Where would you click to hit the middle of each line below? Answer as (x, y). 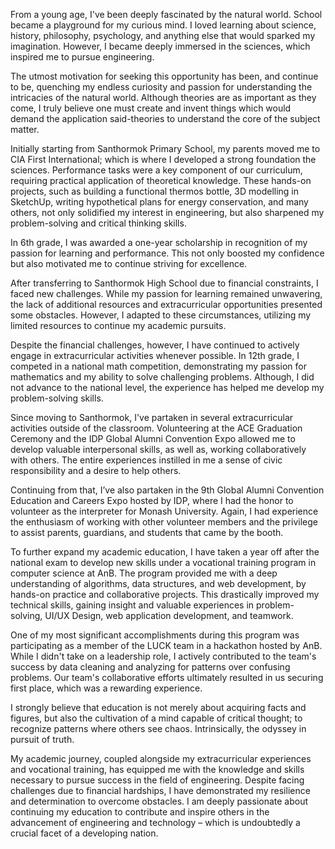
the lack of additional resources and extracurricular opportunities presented (166, 304)
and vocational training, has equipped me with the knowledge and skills (157, 769)
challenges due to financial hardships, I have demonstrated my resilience (160, 790)
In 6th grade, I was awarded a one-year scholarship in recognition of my (159, 242)
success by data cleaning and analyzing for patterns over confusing (150, 667)
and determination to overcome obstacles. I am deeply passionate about (159, 801)
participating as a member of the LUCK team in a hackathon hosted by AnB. (166, 645)
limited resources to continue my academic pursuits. (118, 325)
